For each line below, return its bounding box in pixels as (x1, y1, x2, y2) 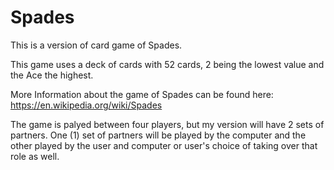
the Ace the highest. (10, 69, 94, 81)
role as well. (10, 150, 60, 162)
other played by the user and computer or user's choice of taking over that (10, 139, 318, 151)
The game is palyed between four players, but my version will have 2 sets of (10, 118, 325, 130)
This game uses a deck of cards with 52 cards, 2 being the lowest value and (10, 58, 325, 70)
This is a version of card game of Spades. (10, 39, 183, 51)
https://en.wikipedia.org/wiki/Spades (10, 99, 163, 111)
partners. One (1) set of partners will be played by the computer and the (10, 129, 307, 141)
